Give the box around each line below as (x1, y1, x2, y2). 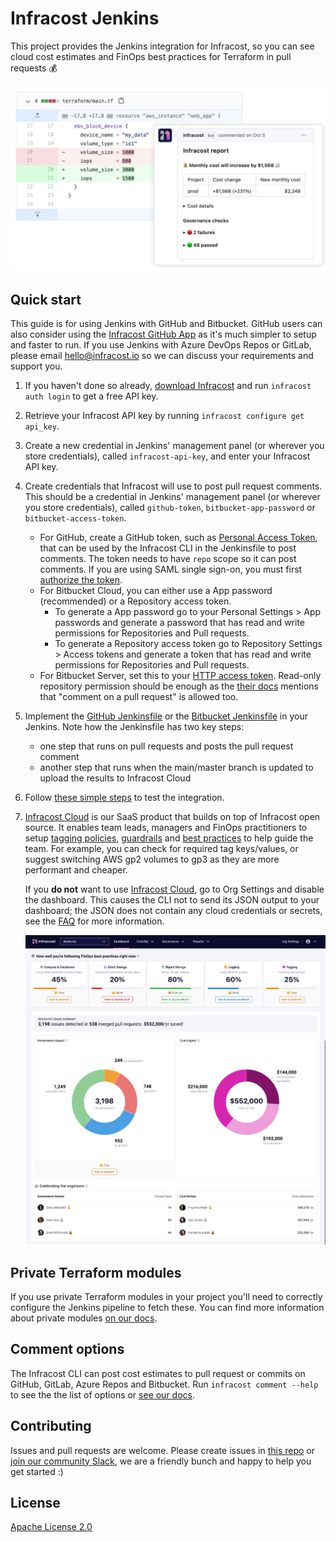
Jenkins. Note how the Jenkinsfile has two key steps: (24, 721, 245, 733)
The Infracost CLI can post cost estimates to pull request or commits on (10, 1367, 306, 1379)
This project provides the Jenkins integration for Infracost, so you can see (10, 40, 315, 52)
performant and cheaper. (24, 864, 128, 876)
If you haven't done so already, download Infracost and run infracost (24, 380, 312, 392)
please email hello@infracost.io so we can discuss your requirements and (10, 350, 314, 362)
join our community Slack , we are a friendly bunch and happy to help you (10, 1455, 312, 1467)
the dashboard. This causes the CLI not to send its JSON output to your (24, 894, 320, 906)
